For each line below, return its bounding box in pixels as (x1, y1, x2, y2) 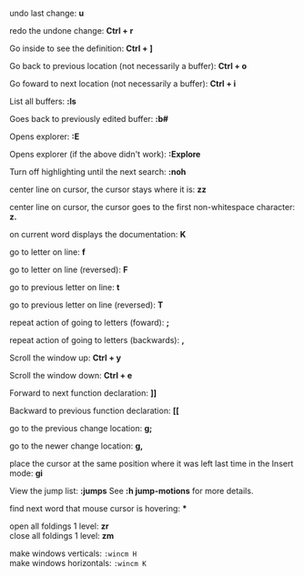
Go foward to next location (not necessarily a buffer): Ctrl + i (9, 78, 237, 89)
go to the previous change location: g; (9, 423, 153, 433)
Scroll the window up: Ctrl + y (9, 352, 121, 363)
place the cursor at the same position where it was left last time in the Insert (9, 459, 294, 469)
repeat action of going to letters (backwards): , (9, 335, 185, 345)
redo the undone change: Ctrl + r (9, 25, 134, 35)
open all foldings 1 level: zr (9, 520, 109, 531)
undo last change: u (9, 8, 85, 18)
